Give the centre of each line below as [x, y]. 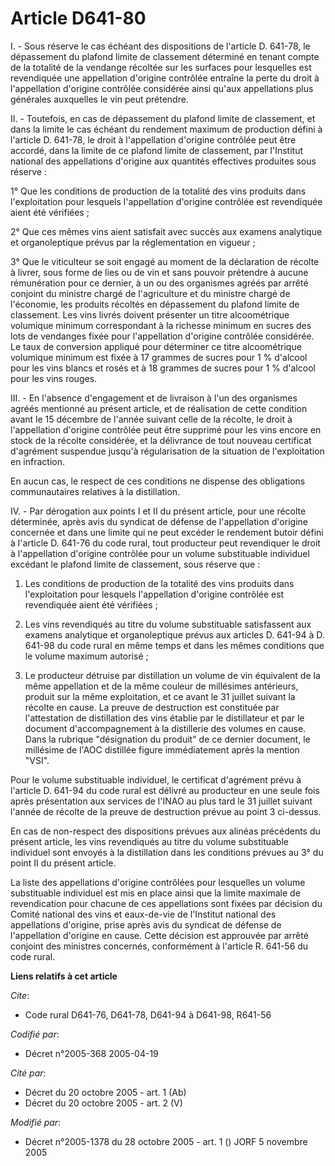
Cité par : [28, 1073]
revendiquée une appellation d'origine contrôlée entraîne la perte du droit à [165, 78]
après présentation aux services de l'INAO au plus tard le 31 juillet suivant [161, 801]
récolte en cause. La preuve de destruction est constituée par [152, 707]
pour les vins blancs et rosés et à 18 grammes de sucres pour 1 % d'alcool [163, 368]
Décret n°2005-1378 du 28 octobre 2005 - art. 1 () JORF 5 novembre [166, 1141]
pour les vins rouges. [54, 378]
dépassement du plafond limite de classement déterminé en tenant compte [165, 56]
